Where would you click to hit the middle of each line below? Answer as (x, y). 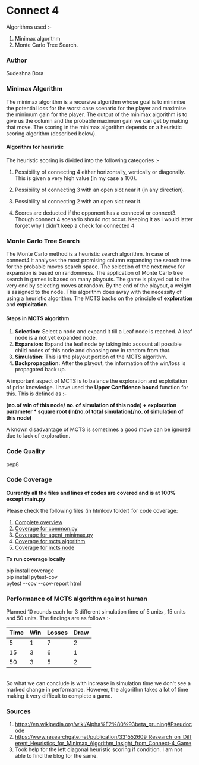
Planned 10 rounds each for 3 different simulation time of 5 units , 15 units (96, 612)
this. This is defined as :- (37, 394)
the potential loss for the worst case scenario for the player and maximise (96, 108)
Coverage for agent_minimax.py (54, 535)
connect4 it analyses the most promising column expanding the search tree (99, 261)
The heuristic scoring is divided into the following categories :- (83, 160)
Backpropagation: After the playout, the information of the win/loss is (100, 363)
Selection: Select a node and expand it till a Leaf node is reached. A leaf (103, 332)
